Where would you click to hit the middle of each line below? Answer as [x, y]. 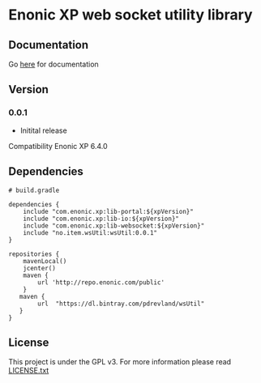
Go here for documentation [53, 64]
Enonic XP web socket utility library [130, 15]
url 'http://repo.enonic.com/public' [101, 282]
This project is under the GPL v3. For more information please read [120, 362]
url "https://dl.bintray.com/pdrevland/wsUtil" [121, 304]
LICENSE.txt [29, 371]
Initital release [43, 130]
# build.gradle [34, 190]
